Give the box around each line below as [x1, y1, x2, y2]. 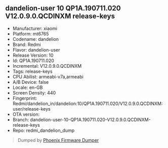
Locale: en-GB [12, 84, 43, 90]
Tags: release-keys [12, 68, 53, 74]
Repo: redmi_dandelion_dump [12, 127, 75, 133]
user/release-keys [12, 106, 51, 112]
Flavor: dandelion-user [12, 46, 60, 53]
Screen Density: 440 [12, 89, 56, 95]
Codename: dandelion [12, 36, 59, 42]
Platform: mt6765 [12, 30, 49, 37]
